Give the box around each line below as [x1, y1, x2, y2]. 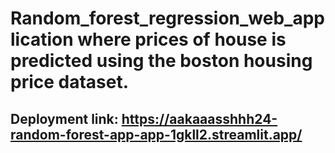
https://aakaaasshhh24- [121, 110, 278, 127]
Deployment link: [10, 110, 119, 127]
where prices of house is [77, 28, 287, 51]
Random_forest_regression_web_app [10, 7, 325, 30]
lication [10, 28, 74, 51]
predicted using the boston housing [10, 50, 313, 72]
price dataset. [10, 71, 130, 94]
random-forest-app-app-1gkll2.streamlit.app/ [10, 126, 303, 143]
